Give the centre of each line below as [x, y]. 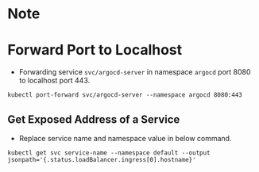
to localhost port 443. [54, 81]
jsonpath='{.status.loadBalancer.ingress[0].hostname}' [102, 159]
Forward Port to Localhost [95, 50]
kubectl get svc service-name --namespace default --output [109, 153]
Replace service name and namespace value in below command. [125, 138]
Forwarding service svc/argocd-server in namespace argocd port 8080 [135, 72]
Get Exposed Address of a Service [94, 119]
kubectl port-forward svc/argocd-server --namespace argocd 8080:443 [125, 95]
